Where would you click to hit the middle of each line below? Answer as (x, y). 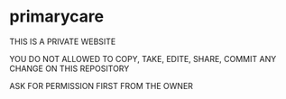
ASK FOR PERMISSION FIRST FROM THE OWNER (101, 85)
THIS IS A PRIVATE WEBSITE (63, 41)
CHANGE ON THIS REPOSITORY (69, 68)
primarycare (57, 17)
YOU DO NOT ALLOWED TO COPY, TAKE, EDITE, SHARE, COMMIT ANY (143, 58)
